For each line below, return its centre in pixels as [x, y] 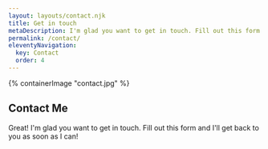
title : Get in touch [43, 23]
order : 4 [30, 61]
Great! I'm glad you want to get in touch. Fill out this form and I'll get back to [134, 127]
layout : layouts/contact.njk [57, 16]
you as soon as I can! [43, 136]
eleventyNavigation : [43, 46]
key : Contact [37, 53]
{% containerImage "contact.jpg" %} [69, 83]
